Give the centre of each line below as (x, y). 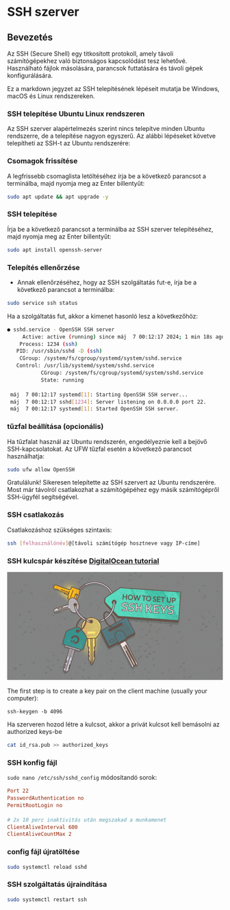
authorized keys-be (35, 731)
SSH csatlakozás (36, 515)
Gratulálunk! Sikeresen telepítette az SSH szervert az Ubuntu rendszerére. (112, 482)
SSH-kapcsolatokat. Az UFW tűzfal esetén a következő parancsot (100, 449)
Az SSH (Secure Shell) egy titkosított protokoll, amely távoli (90, 53)
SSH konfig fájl (32, 763)
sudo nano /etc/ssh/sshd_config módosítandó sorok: (82, 778)
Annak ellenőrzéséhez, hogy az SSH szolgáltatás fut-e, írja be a (107, 282)
